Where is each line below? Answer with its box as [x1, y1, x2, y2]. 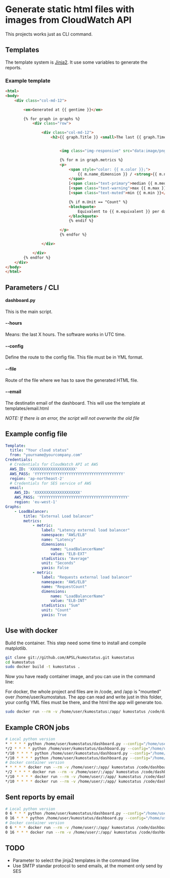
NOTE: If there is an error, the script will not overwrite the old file [5, 415, 140, 421]
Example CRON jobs [5, 723, 70, 732]
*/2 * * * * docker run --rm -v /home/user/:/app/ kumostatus [5, 770, 139, 775]
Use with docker [5, 626, 58, 635]
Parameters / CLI [5, 283, 59, 292]
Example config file [5, 430, 67, 438]
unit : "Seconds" [41, 560, 76, 566]
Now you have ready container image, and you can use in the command [5, 674, 155, 680]
